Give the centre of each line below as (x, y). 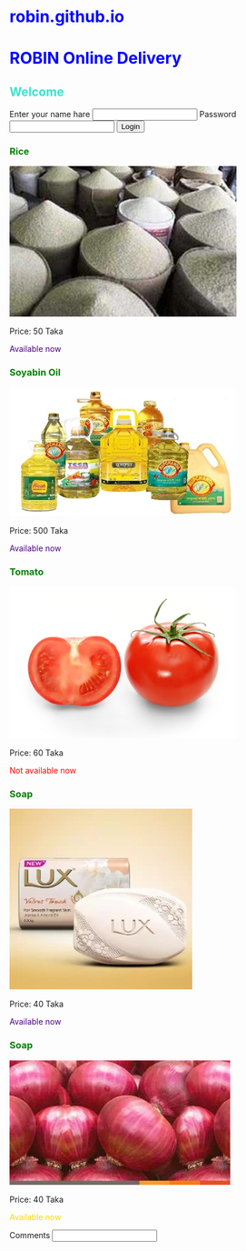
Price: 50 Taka (36, 331)
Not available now (43, 771)
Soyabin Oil (35, 373)
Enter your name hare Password (123, 115)
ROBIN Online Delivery (95, 59)
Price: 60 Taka (36, 753)
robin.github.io (67, 17)
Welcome (37, 91)
